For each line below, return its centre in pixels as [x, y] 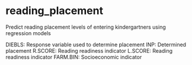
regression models [28, 33]
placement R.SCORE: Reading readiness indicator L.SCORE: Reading [89, 50]
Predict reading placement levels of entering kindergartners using [86, 27]
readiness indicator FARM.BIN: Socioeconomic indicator [74, 57]
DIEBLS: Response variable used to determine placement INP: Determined [96, 45]
